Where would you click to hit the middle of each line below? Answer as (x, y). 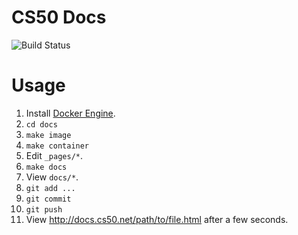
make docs (46, 167)
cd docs (41, 124)
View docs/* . (52, 177)
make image (48, 135)
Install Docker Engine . (70, 113)
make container (57, 146)
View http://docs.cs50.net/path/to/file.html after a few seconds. (157, 219)
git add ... (50, 188)
